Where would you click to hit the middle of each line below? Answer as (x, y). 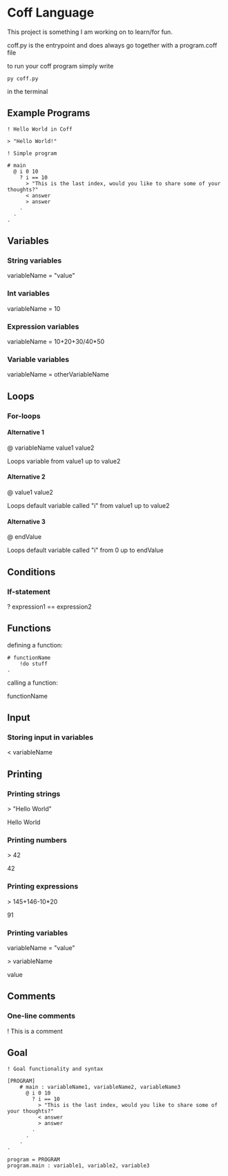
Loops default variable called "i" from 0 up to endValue (85, 550)
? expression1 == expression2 (49, 607)
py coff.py (23, 78)
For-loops (24, 416)
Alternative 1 (26, 433)
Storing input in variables (50, 737)
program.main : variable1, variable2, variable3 (78, 1166)
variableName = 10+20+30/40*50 (56, 342)
